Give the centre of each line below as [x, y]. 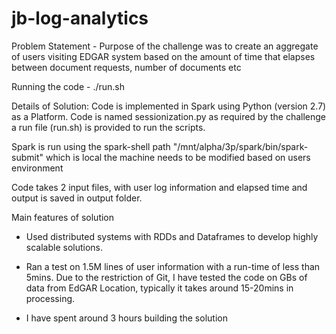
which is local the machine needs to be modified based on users [178, 157]
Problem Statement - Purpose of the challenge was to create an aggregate [165, 46]
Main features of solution [63, 217]
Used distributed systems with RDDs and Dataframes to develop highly [172, 236]
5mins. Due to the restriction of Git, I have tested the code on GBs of [166, 277]
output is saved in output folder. [77, 198]
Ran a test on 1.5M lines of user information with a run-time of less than [173, 266]
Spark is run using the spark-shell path [91, 146]
